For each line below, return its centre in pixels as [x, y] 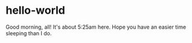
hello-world [36, 10]
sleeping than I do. [29, 33]
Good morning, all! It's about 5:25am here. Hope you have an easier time [96, 27]
